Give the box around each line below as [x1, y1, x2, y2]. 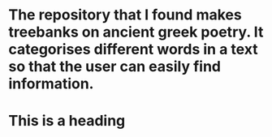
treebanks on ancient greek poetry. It [8, 23, 264, 41]
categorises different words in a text [8, 41, 258, 58]
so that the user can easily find [8, 58, 222, 76]
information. [8, 75, 94, 93]
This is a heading [8, 112, 126, 131]
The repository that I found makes [8, 6, 242, 24]
